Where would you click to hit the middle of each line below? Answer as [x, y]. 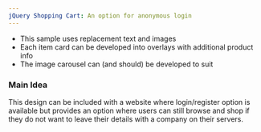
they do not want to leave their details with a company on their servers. [126, 119]
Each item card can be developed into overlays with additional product [137, 47]
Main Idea [28, 85]
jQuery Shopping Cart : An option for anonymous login [100, 16]
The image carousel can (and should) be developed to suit [116, 64]
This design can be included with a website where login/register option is [129, 102]
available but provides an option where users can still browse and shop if [129, 110]
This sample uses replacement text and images [98, 38]
